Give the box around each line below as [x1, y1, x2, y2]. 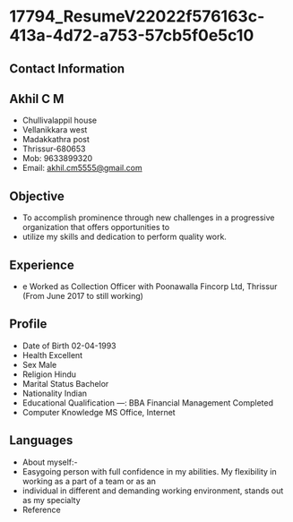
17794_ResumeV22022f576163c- [9, 6, 265, 27]
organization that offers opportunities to [22, 222, 170, 233]
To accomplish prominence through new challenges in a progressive [22, 212, 275, 223]
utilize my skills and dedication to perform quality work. [22, 231, 227, 243]
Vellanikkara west [22, 124, 88, 135]
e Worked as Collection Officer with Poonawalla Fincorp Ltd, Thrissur [22, 281, 278, 292]
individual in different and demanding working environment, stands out [22, 485, 284, 496]
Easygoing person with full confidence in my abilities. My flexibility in [22, 466, 277, 476]
